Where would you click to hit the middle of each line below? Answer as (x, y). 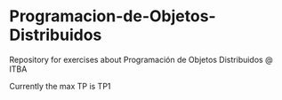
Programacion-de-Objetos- (113, 16)
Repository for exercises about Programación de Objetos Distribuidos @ (141, 59)
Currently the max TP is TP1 (60, 86)
